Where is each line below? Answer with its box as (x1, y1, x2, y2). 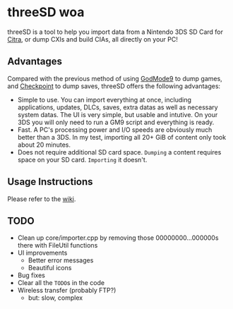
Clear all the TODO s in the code (17, 279, 104, 287)
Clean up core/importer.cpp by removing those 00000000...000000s (17, 234, 219, 242)
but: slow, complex (28, 293, 83, 302)
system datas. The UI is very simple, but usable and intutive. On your (17, 110, 218, 119)
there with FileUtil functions (17, 241, 98, 250)
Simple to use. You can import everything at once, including (17, 95, 192, 104)
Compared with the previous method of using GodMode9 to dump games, (7, 74, 222, 83)
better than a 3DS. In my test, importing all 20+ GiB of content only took (17, 133, 227, 141)
